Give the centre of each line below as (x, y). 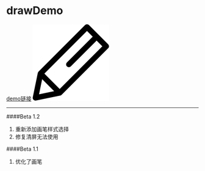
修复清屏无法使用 (37, 136)
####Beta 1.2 (23, 116)
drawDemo (35, 11)
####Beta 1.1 (22, 149)
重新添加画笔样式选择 (42, 129)
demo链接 (19, 98)
